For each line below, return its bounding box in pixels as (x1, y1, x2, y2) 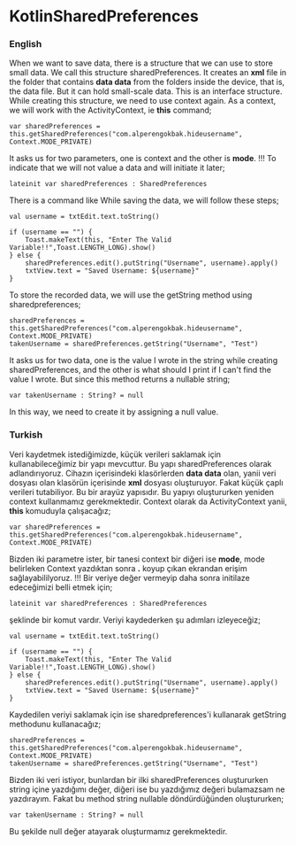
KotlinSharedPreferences (9, 6, 199, 27)
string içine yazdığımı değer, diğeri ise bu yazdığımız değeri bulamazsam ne (9, 784, 285, 795)
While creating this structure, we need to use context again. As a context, (9, 96, 277, 106)
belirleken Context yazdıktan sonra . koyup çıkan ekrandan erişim (9, 562, 247, 573)
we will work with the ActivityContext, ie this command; (9, 105, 212, 116)
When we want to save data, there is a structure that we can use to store (9, 58, 274, 68)
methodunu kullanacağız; (9, 718, 102, 729)
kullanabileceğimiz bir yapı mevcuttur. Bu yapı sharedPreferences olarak (9, 458, 272, 469)
